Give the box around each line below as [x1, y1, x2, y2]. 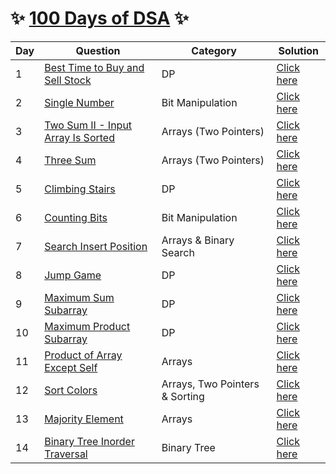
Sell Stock [44, 73, 92, 87]
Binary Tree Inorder [44, 434, 135, 448]
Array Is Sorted [44, 130, 115, 144]
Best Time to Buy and [44, 60, 145, 74]
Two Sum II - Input [44, 118, 133, 132]
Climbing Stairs [44, 182, 116, 196]
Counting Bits [44, 210, 108, 224]
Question [75, 43, 121, 57]
